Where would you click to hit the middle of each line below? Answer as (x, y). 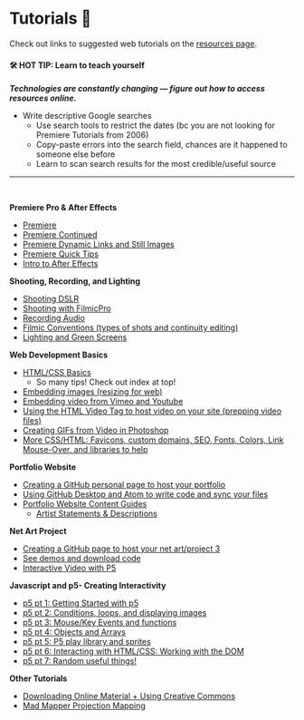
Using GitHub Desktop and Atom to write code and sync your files (145, 494)
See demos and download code (82, 559)
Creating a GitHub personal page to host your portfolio (124, 485)
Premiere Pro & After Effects (63, 208)
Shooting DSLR (51, 299)
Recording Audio (54, 318)
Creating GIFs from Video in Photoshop (95, 431)
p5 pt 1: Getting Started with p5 (80, 603)
